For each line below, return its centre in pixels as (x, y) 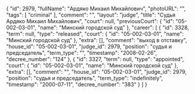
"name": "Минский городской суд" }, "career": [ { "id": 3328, (114, 27)
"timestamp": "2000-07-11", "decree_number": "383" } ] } (77, 84)
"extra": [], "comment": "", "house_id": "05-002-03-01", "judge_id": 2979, (96, 72)
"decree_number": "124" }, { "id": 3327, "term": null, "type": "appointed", (95, 59)
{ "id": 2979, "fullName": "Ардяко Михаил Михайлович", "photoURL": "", (96, 9)
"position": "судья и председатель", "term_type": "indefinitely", (85, 78)
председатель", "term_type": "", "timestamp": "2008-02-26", (82, 53)
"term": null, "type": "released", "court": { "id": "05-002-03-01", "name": (95, 34)
